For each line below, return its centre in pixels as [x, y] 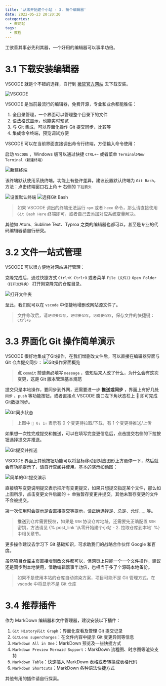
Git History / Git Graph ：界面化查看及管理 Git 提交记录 [67, 631]
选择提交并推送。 [27, 440]
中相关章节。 [30, 534]
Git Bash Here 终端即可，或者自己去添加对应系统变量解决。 [78, 214]
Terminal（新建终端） [25, 160]
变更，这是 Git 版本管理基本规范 [49, 379]
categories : [17, 19]
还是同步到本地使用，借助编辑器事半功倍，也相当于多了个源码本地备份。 [79, 567]
